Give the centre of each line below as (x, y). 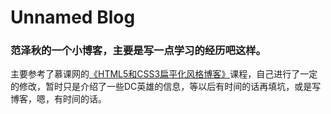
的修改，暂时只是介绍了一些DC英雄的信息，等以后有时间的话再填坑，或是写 (166, 87)
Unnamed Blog (73, 17)
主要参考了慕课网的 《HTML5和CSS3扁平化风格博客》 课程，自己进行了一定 (164, 74)
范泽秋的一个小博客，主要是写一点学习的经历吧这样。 (138, 51)
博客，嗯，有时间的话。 (58, 99)
